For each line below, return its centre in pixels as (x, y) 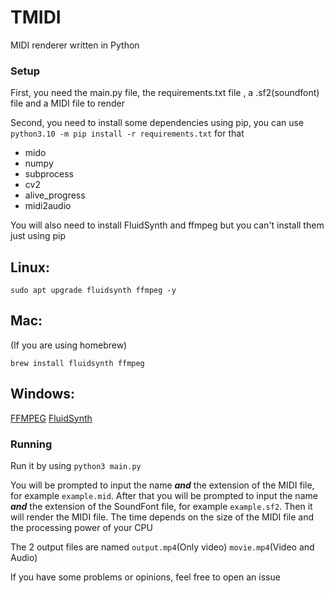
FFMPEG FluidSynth (51, 418)
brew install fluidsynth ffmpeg (77, 363)
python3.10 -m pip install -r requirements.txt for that (127, 133)
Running (31, 444)
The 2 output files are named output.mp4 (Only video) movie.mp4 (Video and (162, 547)
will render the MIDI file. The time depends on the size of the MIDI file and (162, 517)
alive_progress (55, 195)
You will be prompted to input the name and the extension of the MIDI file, (162, 485)
